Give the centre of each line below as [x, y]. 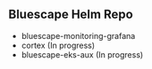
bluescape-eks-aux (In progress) [82, 54]
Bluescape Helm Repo [71, 15]
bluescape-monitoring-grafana [78, 35]
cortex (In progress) [58, 45]
